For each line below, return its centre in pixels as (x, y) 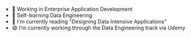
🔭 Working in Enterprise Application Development (72, 9)
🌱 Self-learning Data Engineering (52, 15)
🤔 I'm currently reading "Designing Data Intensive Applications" (89, 21)
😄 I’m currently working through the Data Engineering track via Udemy (98, 28)
